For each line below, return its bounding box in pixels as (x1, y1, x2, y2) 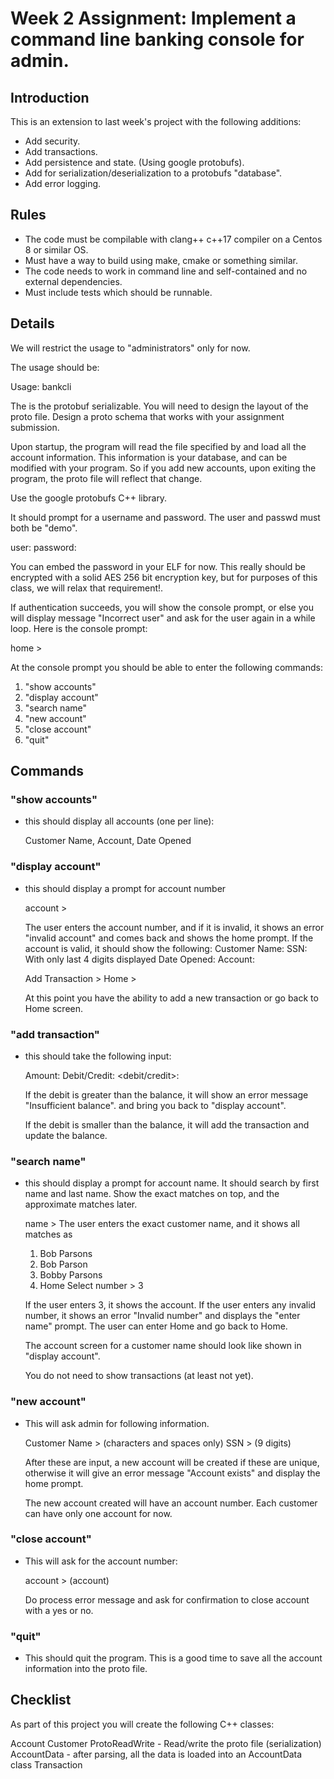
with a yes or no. (24, 1604, 94, 1616)
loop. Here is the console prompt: (10, 622, 148, 634)
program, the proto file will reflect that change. (10, 472, 203, 484)
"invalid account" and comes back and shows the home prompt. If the (24, 932, 314, 944)
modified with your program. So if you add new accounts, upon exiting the (10, 462, 317, 474)
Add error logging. (24, 178, 102, 189)
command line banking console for (10, 28, 305, 51)
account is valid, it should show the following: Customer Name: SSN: (24, 942, 308, 954)
